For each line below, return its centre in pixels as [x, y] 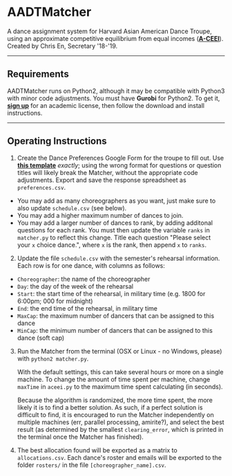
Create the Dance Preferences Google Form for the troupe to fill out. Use [120, 158]
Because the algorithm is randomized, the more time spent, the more [115, 400]
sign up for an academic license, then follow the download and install [106, 105]
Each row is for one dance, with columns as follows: [91, 265]
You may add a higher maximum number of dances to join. [100, 215]
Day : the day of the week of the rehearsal [75, 286]
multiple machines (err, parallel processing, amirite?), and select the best [120, 422]
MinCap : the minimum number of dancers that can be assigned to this [115, 330]
